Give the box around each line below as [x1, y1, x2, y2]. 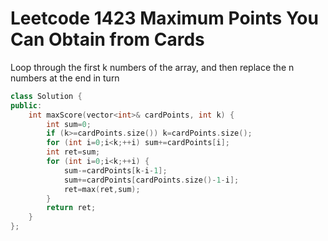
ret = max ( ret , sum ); [63, 184, 141, 194]
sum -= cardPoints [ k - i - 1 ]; [63, 165, 168, 176]
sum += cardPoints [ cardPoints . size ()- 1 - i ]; [63, 175, 240, 185]
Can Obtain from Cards [10, 28, 205, 51]
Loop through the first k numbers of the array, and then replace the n [10, 61, 295, 73]
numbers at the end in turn [10, 72, 120, 84]
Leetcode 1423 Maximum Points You [10, 7, 319, 30]
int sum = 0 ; [46, 119, 92, 129]
